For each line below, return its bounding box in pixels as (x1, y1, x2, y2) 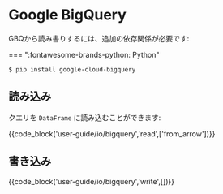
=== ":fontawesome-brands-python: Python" (8, 50, 160, 59)
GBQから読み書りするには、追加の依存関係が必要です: (8, 33, 190, 43)
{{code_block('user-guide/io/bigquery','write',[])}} (8, 176, 174, 186)
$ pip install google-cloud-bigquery (8, 65, 136, 74)
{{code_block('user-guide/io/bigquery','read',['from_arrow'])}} (8, 128, 216, 139)
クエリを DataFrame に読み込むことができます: (8, 112, 161, 123)
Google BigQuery (8, 6, 127, 24)
